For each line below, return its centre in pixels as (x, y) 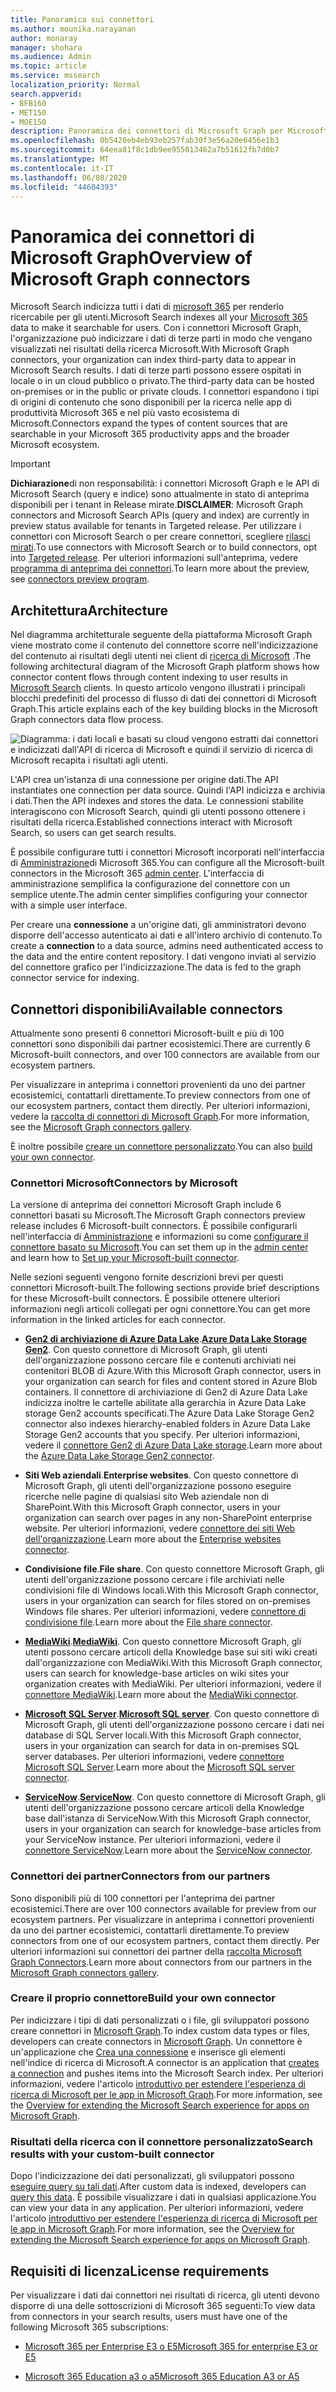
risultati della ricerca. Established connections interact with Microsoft (151, 822)
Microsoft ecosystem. (55, 445)
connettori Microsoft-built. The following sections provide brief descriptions (165, 1288)
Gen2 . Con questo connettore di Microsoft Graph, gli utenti (146, 1350)
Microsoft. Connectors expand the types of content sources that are (149, 423)
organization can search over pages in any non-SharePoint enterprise (168, 1518)
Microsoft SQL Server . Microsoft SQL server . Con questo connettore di (172, 1714)
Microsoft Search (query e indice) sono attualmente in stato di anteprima (160, 494)
